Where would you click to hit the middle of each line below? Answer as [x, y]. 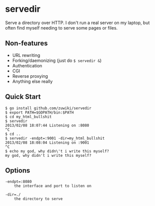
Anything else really [32, 81]
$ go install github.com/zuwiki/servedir [48, 108]
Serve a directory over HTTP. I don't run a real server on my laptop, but [77, 23]
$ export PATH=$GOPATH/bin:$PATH [39, 112]
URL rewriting [26, 55]
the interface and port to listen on [53, 186]
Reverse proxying [30, 76]
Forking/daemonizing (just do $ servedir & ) [57, 60]
